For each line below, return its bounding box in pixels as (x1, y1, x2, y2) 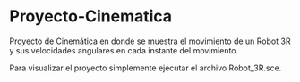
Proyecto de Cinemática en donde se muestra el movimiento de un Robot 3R (9, 36, 291, 46)
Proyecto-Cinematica (9, 6, 173, 27)
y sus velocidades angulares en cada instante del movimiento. (9, 45, 239, 55)
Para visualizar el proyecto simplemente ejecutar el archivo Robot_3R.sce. (9, 62, 282, 73)
